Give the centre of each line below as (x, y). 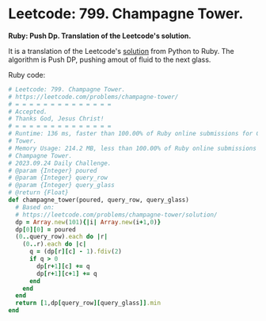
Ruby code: (27, 75)
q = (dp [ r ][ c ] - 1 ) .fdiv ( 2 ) (76, 252)
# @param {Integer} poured (53, 170)
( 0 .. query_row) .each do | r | (62, 237)
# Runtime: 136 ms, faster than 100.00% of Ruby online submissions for (131, 134)
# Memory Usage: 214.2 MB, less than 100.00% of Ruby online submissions (133, 148)
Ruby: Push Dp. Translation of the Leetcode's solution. (100, 36)
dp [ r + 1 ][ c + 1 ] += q (67, 273)
